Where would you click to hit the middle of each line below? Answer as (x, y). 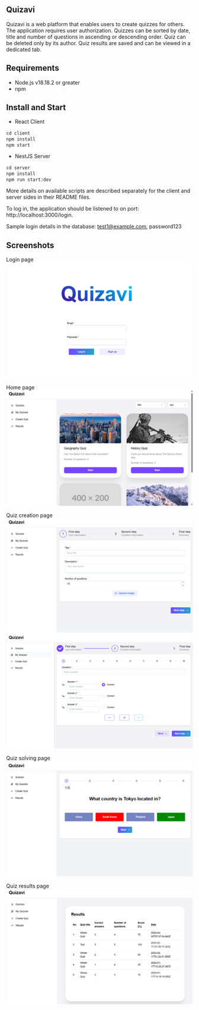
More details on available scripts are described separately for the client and (98, 191)
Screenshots (30, 245)
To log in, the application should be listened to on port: (73, 209)
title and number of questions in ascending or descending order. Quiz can (96, 37)
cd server (18, 168)
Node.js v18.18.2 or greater (47, 82)
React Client (30, 122)
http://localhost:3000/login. (40, 215)
